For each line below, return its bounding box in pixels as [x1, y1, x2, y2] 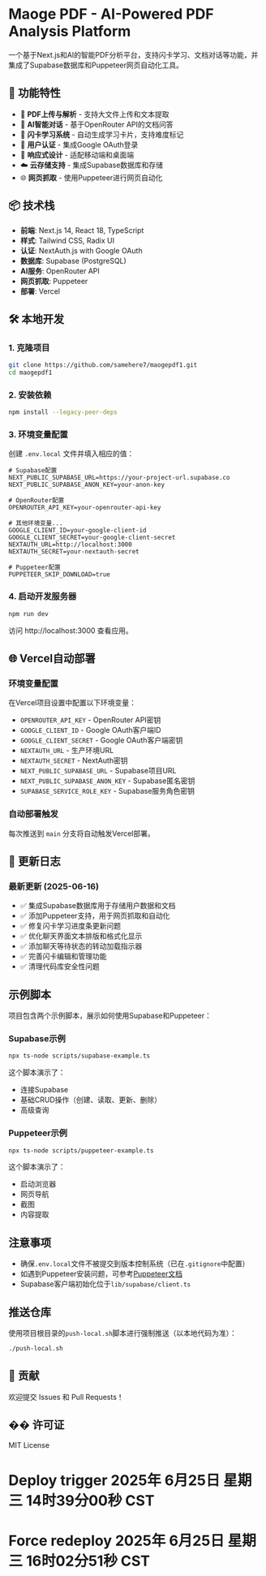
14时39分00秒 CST [25, 1491, 155, 1509]
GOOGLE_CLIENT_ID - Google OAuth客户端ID [19, 726, 161, 735]
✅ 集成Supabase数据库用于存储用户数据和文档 [19, 901, 176, 911]
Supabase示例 [8, 1033, 66, 1044]
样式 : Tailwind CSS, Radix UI [19, 235, 115, 245]
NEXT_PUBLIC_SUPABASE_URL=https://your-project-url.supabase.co [8, 474, 230, 482]
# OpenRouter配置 [8, 497, 65, 505]
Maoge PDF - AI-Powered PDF [8, 5, 214, 24]
